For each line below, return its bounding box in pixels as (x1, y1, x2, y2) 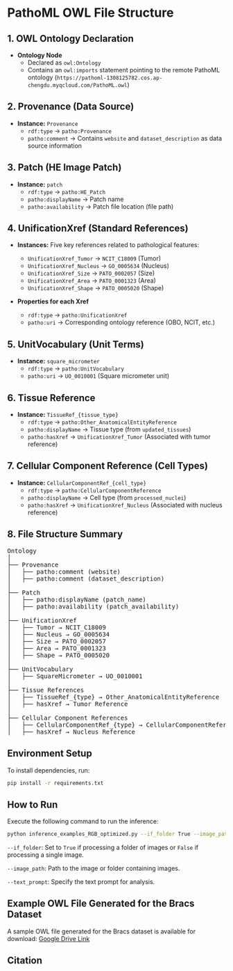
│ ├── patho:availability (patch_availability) (7, 602, 180, 610)
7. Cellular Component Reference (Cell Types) (7, 460, 208, 472)
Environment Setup (7, 748, 92, 759)
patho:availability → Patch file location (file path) (27, 202, 174, 210)
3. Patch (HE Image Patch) (7, 161, 122, 173)
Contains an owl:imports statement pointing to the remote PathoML (27, 66, 221, 74)
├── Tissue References (7, 686, 85, 694)
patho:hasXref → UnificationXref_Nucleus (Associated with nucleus (27, 500, 223, 509)
